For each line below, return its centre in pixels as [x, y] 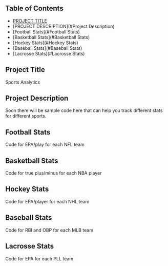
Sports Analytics [23, 82]
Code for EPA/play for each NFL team [45, 145]
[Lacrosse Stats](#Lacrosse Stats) [49, 53]
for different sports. [26, 116]
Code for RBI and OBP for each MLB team [49, 230]
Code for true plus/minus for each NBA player [54, 173]
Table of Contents [35, 8]
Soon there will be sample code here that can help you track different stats [84, 110]
